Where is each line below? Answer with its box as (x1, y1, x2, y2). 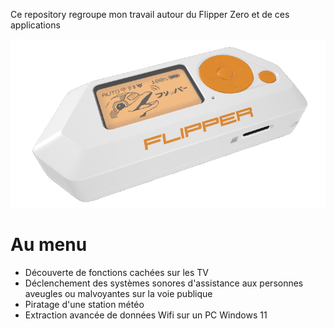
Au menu (10, 233, 88, 256)
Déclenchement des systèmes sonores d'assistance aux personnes (24, 277, 304, 289)
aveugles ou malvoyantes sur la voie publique (24, 287, 213, 299)
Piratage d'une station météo (24, 298, 145, 310)
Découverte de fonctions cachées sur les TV (24, 266, 209, 278)
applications (10, 19, 61, 31)
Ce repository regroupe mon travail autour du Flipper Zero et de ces (10, 9, 290, 20)
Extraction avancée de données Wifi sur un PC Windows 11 (24, 309, 268, 321)
